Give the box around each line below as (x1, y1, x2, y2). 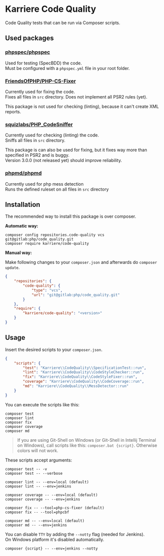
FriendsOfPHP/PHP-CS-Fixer (5, 77, 76, 84)
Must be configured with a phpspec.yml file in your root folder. (5, 65, 130, 71)
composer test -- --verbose (5, 471, 63, 476)
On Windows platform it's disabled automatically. (5, 536, 104, 542)
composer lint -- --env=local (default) (5, 479, 90, 485)
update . (5, 264, 20, 270)
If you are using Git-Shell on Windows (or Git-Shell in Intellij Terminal (17, 437, 156, 443)
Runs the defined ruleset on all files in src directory (5, 186, 109, 192)
